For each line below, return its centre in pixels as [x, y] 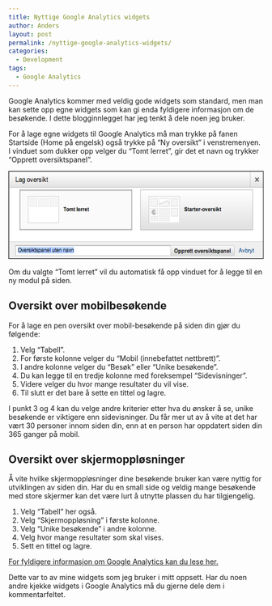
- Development [39, 60]
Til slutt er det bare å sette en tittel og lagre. [93, 392]
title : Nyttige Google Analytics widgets [79, 17]
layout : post [30, 34]
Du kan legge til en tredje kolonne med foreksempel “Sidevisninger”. [134, 375]
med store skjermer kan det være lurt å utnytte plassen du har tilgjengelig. [132, 496]
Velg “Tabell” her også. [58, 512]
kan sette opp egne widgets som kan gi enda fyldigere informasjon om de [131, 109]
